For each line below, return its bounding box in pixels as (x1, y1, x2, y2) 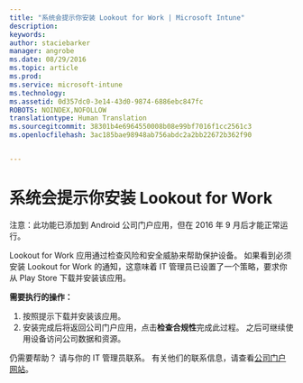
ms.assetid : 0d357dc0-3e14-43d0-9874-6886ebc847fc (9, 96, 204, 106)
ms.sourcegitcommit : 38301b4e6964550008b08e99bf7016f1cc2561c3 (9, 123, 252, 132)
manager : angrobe (9, 47, 75, 56)
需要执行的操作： (9, 291, 73, 302)
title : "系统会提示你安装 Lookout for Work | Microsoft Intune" (9, 13, 245, 23)
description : (9, 22, 59, 31)
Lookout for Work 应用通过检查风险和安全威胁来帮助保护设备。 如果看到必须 (9, 250, 292, 260)
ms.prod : (9, 72, 42, 81)
